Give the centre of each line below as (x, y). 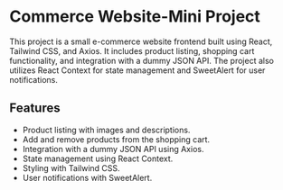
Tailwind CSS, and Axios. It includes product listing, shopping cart (132, 50)
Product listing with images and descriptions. (106, 130)
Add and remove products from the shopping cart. (116, 139)
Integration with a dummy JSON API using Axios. (113, 149)
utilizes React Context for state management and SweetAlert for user (137, 70)
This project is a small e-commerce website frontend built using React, (141, 41)
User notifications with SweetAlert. (87, 177)
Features (35, 109)
